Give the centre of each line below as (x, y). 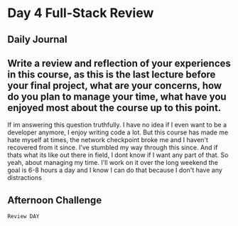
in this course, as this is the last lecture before (112, 74)
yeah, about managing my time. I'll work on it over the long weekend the (113, 163)
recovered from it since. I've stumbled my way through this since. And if (113, 148)
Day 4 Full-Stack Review (81, 13)
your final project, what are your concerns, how (115, 86)
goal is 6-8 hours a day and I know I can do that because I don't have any (115, 170)
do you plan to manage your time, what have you (117, 96)
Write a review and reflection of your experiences (119, 63)
